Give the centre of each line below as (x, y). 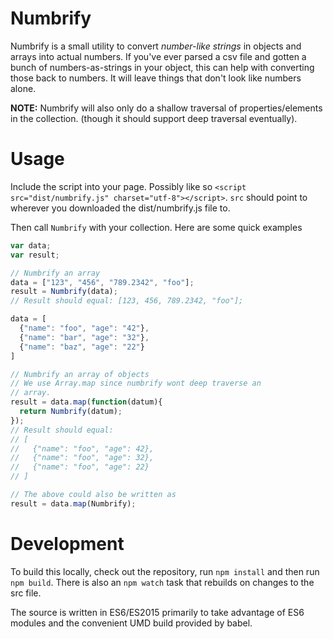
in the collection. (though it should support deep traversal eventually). (154, 118)
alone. (23, 88)
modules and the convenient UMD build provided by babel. (131, 623)
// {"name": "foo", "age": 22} (80, 467)
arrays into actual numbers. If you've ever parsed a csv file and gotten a (158, 56)
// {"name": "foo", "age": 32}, (82, 458)
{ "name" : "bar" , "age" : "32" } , (84, 337)
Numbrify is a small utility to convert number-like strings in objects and (156, 46)
